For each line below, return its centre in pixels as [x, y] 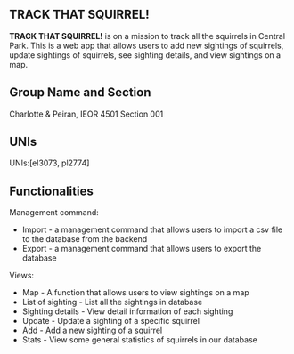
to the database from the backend [85, 239]
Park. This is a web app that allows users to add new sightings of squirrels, [147, 45]
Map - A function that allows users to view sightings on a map [135, 293]
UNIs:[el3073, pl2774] [49, 163]
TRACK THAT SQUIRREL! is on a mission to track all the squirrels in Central [147, 36]
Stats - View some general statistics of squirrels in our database [140, 340]
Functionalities [51, 191]
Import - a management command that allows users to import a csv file [152, 229]
